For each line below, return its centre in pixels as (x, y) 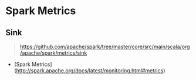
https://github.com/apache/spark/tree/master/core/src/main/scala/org (105, 46)
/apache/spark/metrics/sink (53, 53)
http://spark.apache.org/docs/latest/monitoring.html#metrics (90, 71)
